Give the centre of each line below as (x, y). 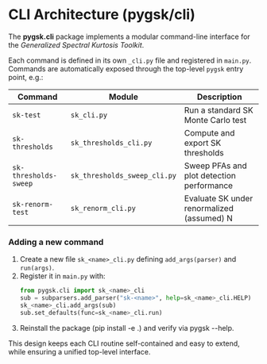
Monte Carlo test (215, 120)
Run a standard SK (219, 110)
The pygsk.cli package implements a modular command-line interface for (129, 36)
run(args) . (37, 268)
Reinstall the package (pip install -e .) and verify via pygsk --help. (127, 328)
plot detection (210, 175)
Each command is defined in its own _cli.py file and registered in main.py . (130, 60)
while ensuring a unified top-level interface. (79, 351)
